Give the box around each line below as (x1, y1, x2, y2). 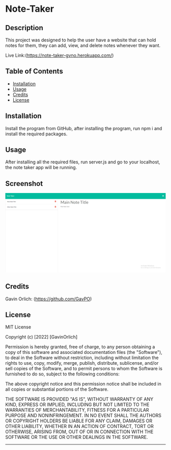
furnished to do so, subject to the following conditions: (5, 371, 120, 377)
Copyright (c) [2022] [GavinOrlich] (5, 334, 78, 340)
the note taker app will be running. (5, 164, 77, 171)
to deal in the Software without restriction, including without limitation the (5, 354, 159, 361)
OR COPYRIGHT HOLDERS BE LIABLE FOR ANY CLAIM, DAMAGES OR (5, 418, 153, 424)
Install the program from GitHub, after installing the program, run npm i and (5, 125, 162, 131)
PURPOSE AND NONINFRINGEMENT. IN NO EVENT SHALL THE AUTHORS (5, 412, 162, 419)
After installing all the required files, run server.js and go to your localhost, (5, 159, 160, 165)
